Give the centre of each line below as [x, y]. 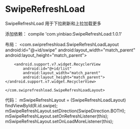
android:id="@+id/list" [47, 68]
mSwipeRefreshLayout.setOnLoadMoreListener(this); [59, 121]
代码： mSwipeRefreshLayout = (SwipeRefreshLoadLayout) [66, 100]
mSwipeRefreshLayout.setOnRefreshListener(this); [57, 116]
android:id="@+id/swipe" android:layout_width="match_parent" [70, 50]
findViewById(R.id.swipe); [31, 105]
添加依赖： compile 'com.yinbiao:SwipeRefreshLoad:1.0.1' [64, 34]
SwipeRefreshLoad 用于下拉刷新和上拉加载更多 [53, 23]
